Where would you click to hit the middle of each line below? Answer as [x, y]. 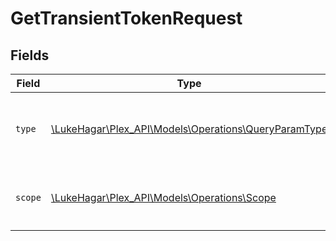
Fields [30, 55]
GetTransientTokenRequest [126, 18]
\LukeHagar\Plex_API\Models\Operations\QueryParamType [189, 129]
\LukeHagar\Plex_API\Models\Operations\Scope [163, 197]
